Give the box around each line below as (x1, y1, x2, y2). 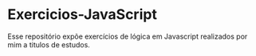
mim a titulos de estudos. (7, 39, 91, 49)
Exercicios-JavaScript (7, 6, 157, 24)
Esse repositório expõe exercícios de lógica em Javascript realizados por (7, 32, 248, 41)
